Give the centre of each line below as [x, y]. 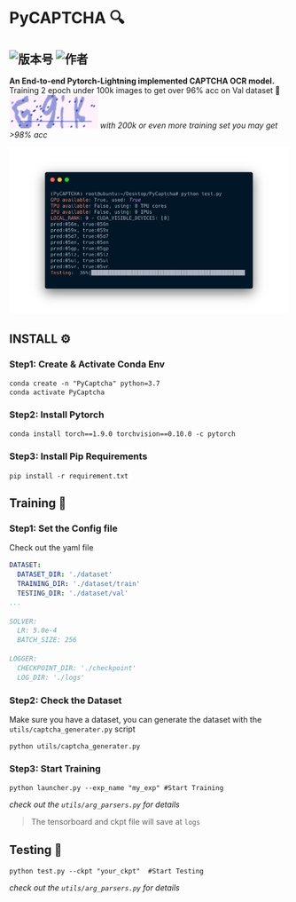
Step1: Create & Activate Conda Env [87, 364]
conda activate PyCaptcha [57, 392]
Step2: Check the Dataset [66, 700]
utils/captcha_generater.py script [72, 729]
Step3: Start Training [55, 768]
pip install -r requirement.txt [69, 476]
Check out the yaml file [51, 548]
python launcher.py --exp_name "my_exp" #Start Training [117, 788]
